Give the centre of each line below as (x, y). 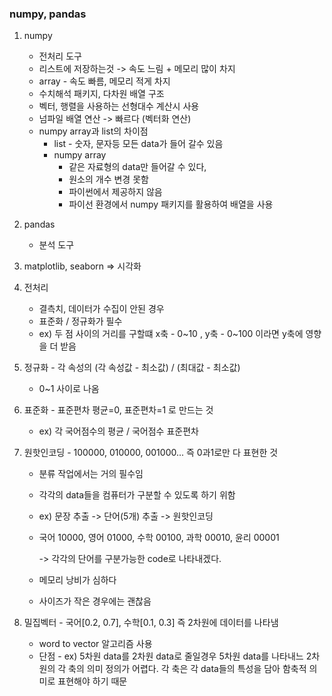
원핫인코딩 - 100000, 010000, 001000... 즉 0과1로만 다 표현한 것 (151, 453)
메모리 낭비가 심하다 (77, 580)
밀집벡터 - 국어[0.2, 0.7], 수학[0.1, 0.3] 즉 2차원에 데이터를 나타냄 (151, 623)
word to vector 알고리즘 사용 (95, 644)
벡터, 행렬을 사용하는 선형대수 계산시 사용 (119, 106)
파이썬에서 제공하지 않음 (115, 192)
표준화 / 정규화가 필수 (80, 321)
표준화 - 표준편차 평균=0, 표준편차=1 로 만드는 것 (118, 410)
